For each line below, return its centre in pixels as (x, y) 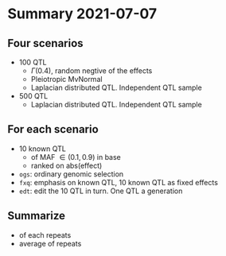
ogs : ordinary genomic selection (71, 174)
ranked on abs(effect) (66, 165)
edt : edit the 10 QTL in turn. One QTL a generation (101, 191)
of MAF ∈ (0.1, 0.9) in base (76, 157)
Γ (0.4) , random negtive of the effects (92, 71)
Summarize (36, 216)
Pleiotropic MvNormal (66, 79)
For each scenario (53, 129)
